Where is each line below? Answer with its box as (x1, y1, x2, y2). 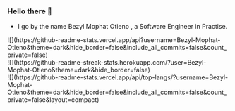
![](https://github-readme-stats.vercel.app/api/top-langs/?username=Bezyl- (7, 73, 229, 81)
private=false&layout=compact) (7, 96, 100, 104)
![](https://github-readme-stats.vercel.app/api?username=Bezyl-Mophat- (7, 36, 221, 44)
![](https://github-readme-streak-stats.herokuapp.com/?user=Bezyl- (7, 58, 207, 67)
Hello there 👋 (7, 6, 53, 16)
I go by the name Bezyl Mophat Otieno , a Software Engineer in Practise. (17, 22, 228, 31)
